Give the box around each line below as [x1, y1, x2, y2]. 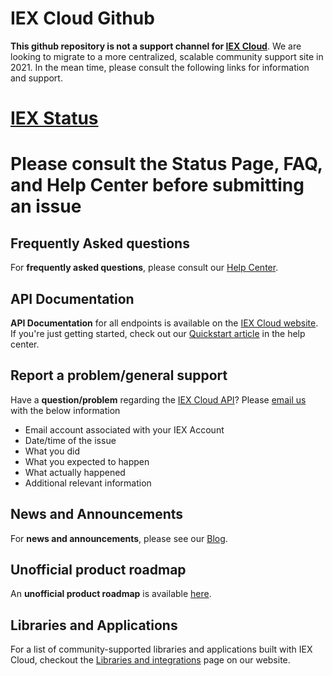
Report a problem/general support [10, 367, 228, 384]
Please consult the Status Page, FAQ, [10, 153, 323, 176]
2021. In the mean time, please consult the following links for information [10, 61, 310, 73]
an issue [10, 195, 82, 218]
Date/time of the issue [24, 434, 117, 446]
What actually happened [24, 466, 126, 478]
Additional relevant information [24, 477, 152, 489]
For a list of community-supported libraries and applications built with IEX [10, 643, 313, 656]
